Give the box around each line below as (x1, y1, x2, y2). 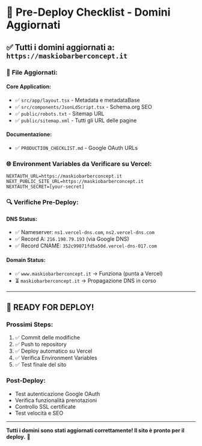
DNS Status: (6, 215, 38, 222)
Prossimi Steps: (6, 320, 54, 329)
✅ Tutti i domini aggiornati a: (6, 42, 115, 52)
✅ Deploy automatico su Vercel (14, 347, 93, 355)
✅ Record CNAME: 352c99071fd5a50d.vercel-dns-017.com (14, 242, 158, 249)
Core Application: (6, 83, 52, 90)
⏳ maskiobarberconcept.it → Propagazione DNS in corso (14, 277, 156, 284)
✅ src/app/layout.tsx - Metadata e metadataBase (14, 96, 140, 104)
